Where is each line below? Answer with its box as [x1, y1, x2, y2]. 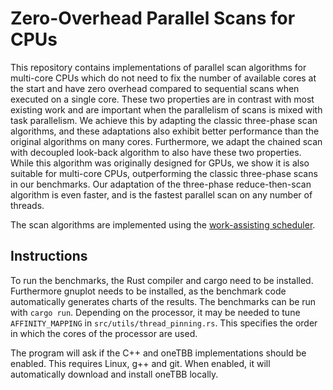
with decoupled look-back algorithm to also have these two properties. [10, 146, 302, 158]
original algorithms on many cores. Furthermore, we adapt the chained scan [10, 135, 323, 147]
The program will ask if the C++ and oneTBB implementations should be [10, 347, 307, 359]
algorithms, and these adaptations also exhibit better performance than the [10, 125, 320, 137]
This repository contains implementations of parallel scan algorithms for [10, 61, 307, 73]
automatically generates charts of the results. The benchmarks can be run [10, 295, 317, 307]
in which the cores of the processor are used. [10, 327, 198, 339]
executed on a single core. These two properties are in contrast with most [10, 93, 315, 105]
